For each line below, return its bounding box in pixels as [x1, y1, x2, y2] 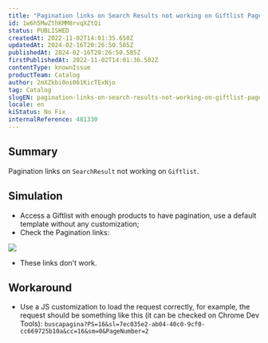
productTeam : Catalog [8, 71, 81, 79]
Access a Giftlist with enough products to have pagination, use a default [19, 211, 257, 220]
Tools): [19, 319, 43, 329]
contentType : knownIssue [8, 64, 91, 72]
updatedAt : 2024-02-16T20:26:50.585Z [8, 41, 134, 49]
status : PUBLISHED [8, 26, 69, 34]
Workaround [8, 281, 73, 294]
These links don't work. [19, 258, 97, 267]
